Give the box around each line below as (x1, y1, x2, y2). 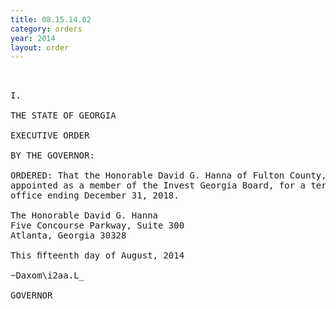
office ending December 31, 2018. (10, 190, 180, 201)
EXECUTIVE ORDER (10, 130, 90, 141)
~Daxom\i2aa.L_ (10, 270, 85, 281)
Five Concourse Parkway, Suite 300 (10, 220, 185, 231)
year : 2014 (10, 33, 56, 43)
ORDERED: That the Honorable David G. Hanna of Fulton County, (10, 170, 327, 181)
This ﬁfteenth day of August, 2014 (10, 250, 185, 261)
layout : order (10, 42, 70, 53)
